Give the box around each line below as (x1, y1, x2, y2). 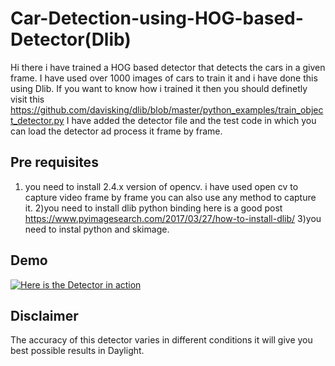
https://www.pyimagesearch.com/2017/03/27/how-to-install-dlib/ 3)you (24, 212, 322, 224)
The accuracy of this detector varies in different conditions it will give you (10, 334, 313, 346)
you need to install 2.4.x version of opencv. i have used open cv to (24, 180, 299, 192)
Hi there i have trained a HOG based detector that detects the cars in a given (10, 61, 326, 73)
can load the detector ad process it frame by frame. (10, 125, 223, 137)
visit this (10, 93, 45, 105)
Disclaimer (10, 307, 79, 324)
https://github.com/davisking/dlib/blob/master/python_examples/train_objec (10, 103, 324, 116)
